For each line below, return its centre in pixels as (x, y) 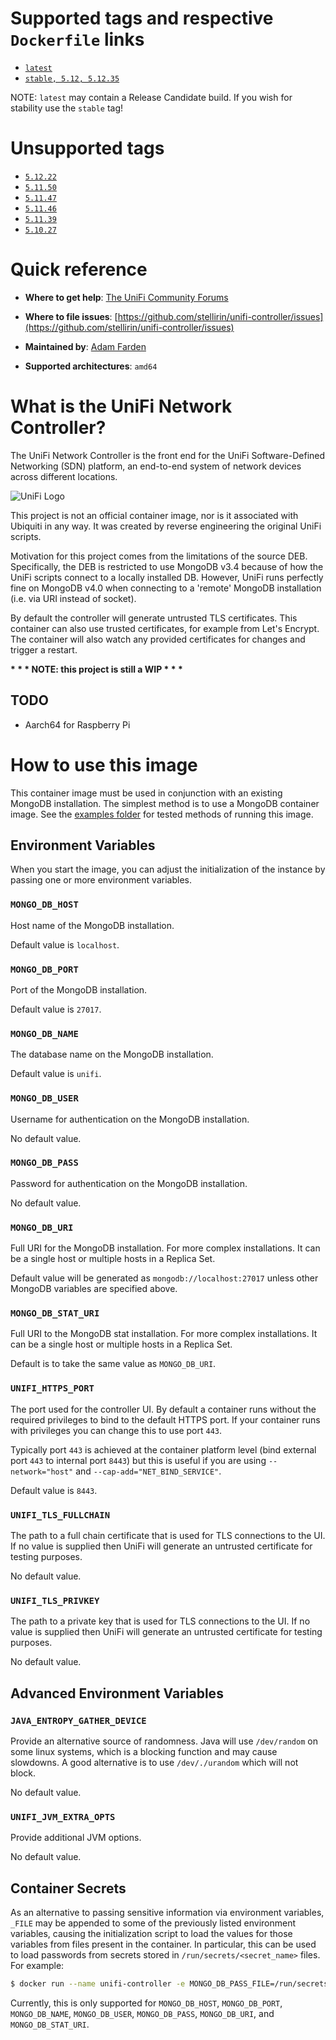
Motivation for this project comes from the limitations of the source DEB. (159, 556)
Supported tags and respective (142, 18)
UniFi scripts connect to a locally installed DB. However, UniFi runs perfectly (167, 577)
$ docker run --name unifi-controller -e (98, 1984)
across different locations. (64, 476)
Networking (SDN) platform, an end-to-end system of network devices (156, 466)
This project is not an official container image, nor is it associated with (154, 515)
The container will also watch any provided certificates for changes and (158, 639)
